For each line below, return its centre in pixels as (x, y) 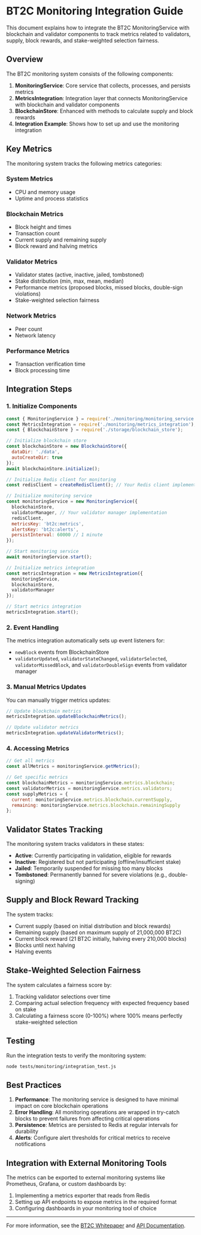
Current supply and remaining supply (60, 240)
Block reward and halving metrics (56, 246)
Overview (25, 59)
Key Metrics (29, 149)
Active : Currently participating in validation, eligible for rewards (93, 856)
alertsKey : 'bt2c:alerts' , (45, 530)
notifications (30, 1144)
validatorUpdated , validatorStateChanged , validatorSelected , (91, 659)
